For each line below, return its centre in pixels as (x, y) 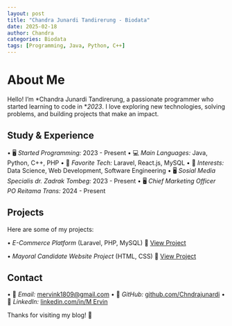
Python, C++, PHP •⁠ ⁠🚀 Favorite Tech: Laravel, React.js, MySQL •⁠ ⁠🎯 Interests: (116, 163)
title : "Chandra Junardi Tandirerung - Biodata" (79, 20)
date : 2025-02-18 (32, 26)
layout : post (26, 13)
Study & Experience (51, 136)
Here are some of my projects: (51, 229)
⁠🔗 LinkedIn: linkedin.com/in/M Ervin (58, 302)
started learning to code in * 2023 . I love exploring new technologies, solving (116, 106)
